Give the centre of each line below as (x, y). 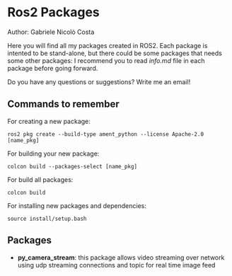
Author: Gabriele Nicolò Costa (51, 32)
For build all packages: (40, 179)
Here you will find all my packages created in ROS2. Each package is (108, 45)
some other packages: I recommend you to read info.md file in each (106, 60)
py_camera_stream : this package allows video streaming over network (121, 257)
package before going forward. (53, 68)
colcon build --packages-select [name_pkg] (72, 166)
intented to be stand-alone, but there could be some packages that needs (115, 53)
